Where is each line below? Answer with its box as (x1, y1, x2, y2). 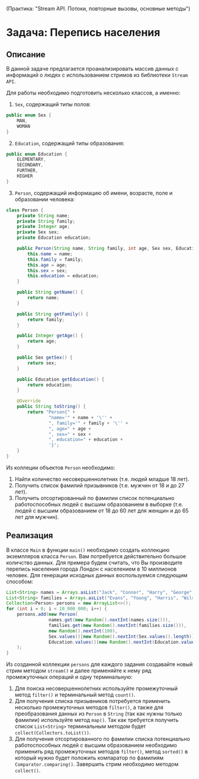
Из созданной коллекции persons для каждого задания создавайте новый (6, 661, 193, 668)
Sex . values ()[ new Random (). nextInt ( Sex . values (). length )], (48, 634, 197, 639)
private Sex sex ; (17, 229, 60, 235)
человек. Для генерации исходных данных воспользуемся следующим (6, 571, 188, 578)
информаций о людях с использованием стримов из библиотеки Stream (6, 71, 188, 78)
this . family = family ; (27, 256, 84, 262)
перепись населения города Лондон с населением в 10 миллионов (6, 565, 177, 572)
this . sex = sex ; (27, 267, 68, 274)
